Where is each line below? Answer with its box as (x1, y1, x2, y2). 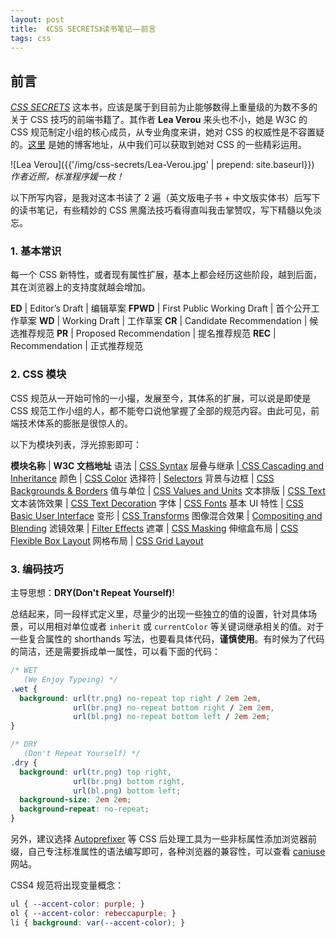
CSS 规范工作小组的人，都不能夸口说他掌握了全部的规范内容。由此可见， (10, 404, 312, 416)
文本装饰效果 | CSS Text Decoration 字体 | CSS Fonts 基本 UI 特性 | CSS (10, 497, 304, 509)
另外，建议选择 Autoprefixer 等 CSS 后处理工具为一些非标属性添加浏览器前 (10, 833, 317, 845)
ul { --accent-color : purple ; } (10, 899, 145, 910)
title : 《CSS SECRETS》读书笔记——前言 (10, 24, 157, 34)
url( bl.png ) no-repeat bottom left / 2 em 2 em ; (73, 712, 271, 722)
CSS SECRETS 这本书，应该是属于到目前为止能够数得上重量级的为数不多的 (10, 101, 318, 113)
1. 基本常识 (10, 244, 62, 258)
